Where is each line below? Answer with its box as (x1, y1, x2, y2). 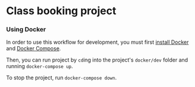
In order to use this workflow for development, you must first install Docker (6, 38, 189, 46)
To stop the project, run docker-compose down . (6, 74, 117, 81)
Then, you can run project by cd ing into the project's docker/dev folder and (6, 56, 188, 63)
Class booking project (6, 4, 117, 18)
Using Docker (6, 25, 46, 34)
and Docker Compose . (6, 45, 61, 52)
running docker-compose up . (6, 63, 73, 70)
